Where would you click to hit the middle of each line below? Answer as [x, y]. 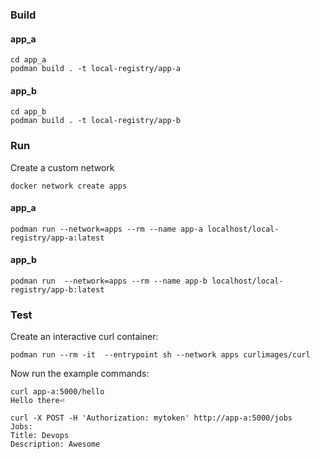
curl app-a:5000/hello [57, 392]
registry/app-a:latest [57, 238]
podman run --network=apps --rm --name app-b [109, 281]
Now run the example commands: [80, 374]
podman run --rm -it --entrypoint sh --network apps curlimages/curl [160, 355]
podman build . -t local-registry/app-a [96, 69]
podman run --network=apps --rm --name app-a [106, 229]
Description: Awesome [55, 444]
